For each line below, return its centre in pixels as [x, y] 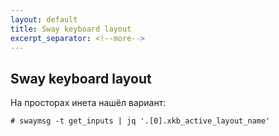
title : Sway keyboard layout [71, 29]
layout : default [44, 19]
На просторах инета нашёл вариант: [88, 103]
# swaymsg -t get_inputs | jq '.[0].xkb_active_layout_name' [140, 121]
